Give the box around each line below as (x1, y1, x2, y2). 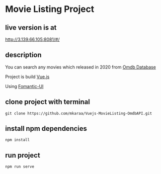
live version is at (5, 23, 57, 32)
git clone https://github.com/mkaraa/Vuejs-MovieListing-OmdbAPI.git (5, 111, 153, 116)
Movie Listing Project (5, 3, 94, 15)
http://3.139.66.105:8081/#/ (5, 36, 60, 42)
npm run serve (5, 164, 35, 170)
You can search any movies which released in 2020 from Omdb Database (5, 64, 156, 70)
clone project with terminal (5, 98, 90, 106)
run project (5, 151, 41, 160)
